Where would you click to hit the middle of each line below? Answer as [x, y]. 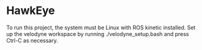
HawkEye [31, 11]
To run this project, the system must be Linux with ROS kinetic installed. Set [101, 27]
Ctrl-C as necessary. [32, 40]
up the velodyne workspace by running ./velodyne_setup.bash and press [98, 34]
